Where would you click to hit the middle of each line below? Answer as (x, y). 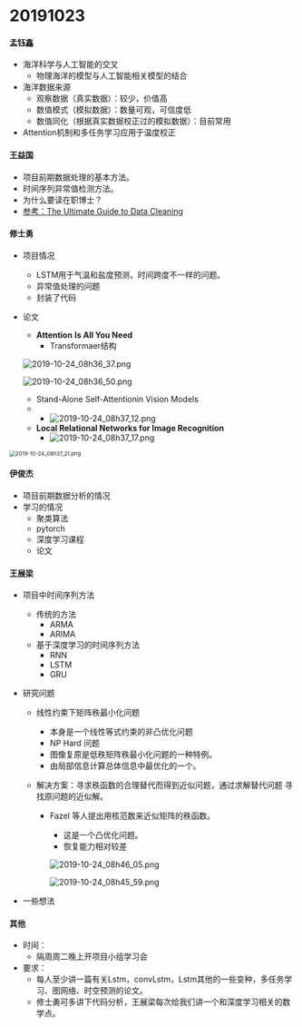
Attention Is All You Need (84, 335)
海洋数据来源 (46, 87)
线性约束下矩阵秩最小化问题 (88, 713)
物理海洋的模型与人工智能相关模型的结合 (112, 76)
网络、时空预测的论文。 (104, 991)
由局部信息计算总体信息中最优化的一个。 (125, 766)
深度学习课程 (60, 539)
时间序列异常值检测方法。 (70, 188)
